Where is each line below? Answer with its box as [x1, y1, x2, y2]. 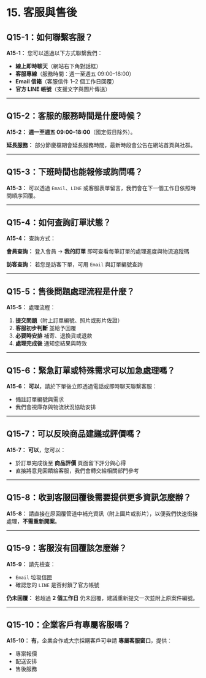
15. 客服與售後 [6, 6, 77, 20]
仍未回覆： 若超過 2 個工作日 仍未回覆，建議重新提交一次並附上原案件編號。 [6, 594, 198, 601]
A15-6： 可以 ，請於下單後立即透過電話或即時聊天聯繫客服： [6, 383, 158, 390]
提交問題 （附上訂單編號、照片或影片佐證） [15, 317, 123, 324]
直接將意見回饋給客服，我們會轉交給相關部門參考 [15, 467, 139, 474]
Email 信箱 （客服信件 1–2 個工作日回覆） [15, 78, 118, 85]
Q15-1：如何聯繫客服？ [6, 32, 93, 42]
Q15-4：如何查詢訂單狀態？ [6, 217, 112, 228]
